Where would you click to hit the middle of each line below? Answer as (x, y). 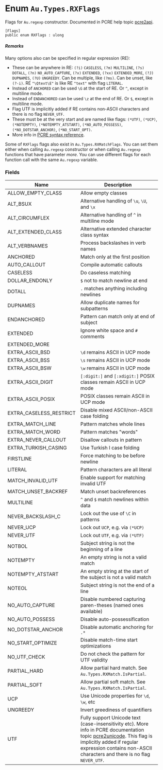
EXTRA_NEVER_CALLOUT (37, 440)
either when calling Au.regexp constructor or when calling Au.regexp (73, 149)
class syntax (95, 235)
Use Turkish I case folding (110, 448)
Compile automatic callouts (111, 265)
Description (118, 185)
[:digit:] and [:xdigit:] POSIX (118, 376)
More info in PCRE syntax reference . (48, 135)
